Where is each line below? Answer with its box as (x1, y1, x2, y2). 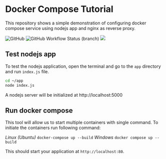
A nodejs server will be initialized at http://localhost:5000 (5, 92, 122, 98)
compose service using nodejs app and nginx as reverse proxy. (5, 25, 136, 31)
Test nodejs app (5, 50, 56, 58)
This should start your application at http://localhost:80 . (5, 149, 124, 155)
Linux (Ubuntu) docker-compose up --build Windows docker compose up (5, 135, 153, 141)
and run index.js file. (5, 68, 49, 74)
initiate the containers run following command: (5, 125, 101, 131)
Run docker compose (5, 106, 73, 115)
